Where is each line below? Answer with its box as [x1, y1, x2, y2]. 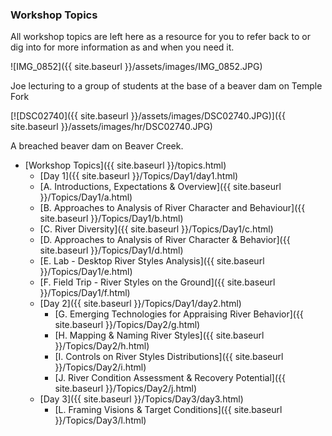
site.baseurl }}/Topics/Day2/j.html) [54, 383, 197, 395]
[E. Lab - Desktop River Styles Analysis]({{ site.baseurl [39, 255, 265, 267]
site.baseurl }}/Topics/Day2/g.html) [54, 319, 201, 331]
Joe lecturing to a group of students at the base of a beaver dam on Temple [10, 80, 323, 92]
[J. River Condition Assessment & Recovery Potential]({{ [54, 372, 286, 384]
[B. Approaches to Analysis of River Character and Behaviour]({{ [39, 202, 306, 214]
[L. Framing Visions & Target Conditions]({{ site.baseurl [54, 404, 283, 416]
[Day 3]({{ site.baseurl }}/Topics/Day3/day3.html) [39, 393, 244, 405]
